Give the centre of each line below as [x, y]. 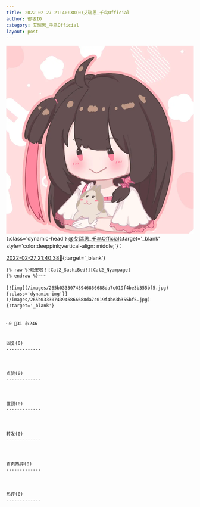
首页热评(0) [19, 464]
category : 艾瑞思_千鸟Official [43, 25]
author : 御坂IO [24, 19]
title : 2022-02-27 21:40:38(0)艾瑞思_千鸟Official [68, 13]
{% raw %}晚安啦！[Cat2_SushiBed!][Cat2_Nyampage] [68, 270]
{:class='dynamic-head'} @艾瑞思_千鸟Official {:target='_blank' [83, 239]
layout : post [22, 32]
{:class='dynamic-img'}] [37, 294]
